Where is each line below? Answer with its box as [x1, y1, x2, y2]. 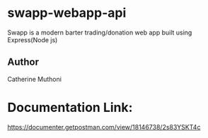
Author [7, 56, 39, 68]
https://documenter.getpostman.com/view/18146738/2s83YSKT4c [7, 123, 201, 131]
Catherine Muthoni [7, 75, 62, 83]
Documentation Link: [7, 99, 133, 115]
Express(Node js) [7, 35, 58, 44]
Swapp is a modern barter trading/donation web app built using [7, 28, 192, 37]
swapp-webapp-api [7, 5, 127, 21]
